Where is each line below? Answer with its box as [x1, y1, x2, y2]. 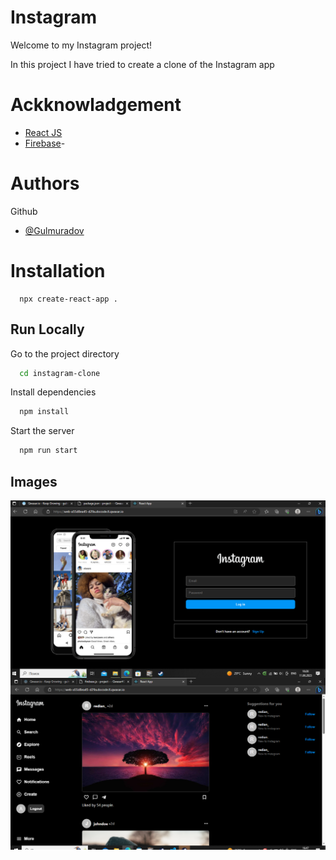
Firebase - [24, 137, 66, 149]
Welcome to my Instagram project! [10, 39, 153, 51]
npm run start [19, 446, 78, 456]
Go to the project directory [10, 347, 120, 360]
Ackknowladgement [10, 94, 182, 116]
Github [10, 205, 38, 217]
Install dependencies [10, 386, 97, 398]
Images [10, 473, 58, 490]
